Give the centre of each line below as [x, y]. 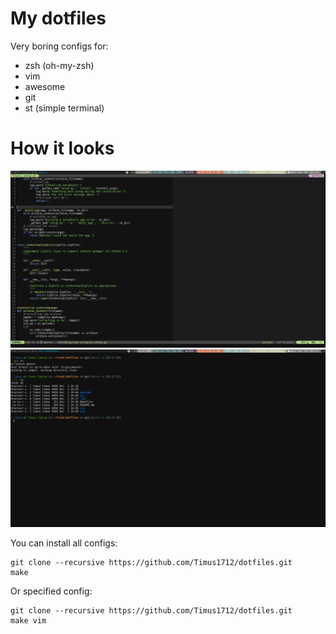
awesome [45, 86]
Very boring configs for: [59, 46]
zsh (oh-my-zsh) [59, 65]
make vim [28, 620]
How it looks [62, 148]
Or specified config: [51, 591]
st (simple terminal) [64, 108]
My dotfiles [58, 18]
